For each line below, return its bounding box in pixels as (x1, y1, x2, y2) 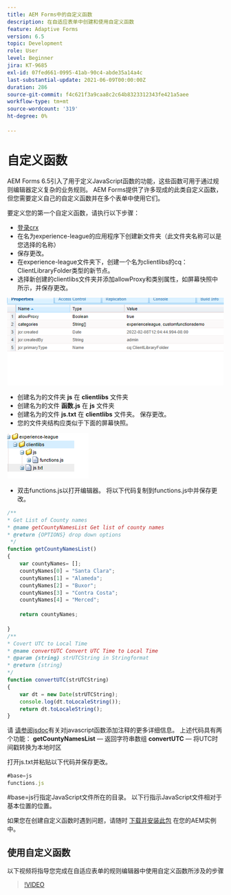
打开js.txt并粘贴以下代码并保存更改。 (7, 758, 111, 766)
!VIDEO (23, 880, 45, 888)
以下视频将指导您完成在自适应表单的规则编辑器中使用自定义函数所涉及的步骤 (7, 866, 224, 874)
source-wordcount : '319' (7, 105, 78, 113)
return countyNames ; (19, 611, 78, 618)
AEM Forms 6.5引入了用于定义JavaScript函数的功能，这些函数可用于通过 (7, 176, 213, 185)
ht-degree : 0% (7, 113, 48, 120)
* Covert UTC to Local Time (7, 640, 88, 647)
